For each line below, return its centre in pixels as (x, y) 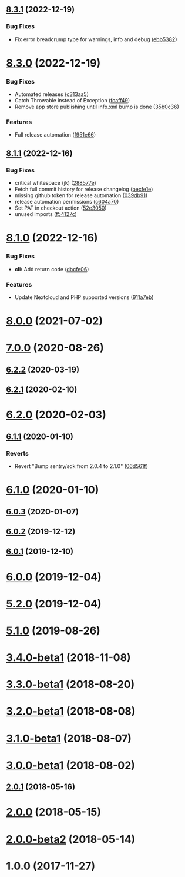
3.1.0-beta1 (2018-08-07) (69, 738)
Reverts (18, 453)
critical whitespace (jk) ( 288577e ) (55, 183)
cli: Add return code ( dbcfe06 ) (52, 269)
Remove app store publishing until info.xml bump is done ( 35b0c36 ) (97, 107)
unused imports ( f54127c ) (46, 214)
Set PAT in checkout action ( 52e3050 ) (60, 208)
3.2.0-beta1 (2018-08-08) (71, 711)
